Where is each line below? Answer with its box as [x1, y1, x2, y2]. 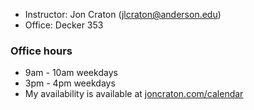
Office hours [10, 44, 73, 58]
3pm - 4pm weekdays [24, 77, 116, 89]
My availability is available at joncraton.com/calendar [24, 88, 244, 100]
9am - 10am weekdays [24, 67, 118, 79]
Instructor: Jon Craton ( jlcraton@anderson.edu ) [24, 9, 222, 20]
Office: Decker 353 [24, 19, 104, 31]
